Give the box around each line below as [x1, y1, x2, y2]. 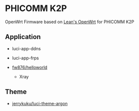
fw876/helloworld [12, 64, 47, 70]
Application [5, 33, 41, 41]
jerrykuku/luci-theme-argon [12, 100, 68, 106]
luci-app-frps [12, 55, 39, 61]
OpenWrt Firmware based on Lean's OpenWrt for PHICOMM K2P [5, 19, 135, 25]
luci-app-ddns [12, 45, 41, 51]
